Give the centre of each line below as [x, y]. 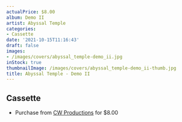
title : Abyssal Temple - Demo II [48, 74]
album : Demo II [25, 18]
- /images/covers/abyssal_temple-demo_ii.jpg [64, 57]
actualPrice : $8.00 [31, 12]
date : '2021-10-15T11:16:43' [43, 40]
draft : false [23, 46]
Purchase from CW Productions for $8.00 [67, 113]
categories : [21, 29]
